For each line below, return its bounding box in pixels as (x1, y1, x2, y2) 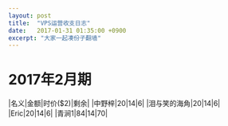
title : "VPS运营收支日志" (8, 19, 91, 27)
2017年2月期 (8, 71, 92, 89)
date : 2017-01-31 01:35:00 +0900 (8, 26, 127, 34)
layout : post (8, 11, 52, 20)
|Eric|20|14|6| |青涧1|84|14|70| (8, 108, 108, 118)
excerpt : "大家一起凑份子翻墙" (8, 33, 101, 42)
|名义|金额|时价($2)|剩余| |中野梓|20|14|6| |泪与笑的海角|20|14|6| (8, 99, 221, 108)
